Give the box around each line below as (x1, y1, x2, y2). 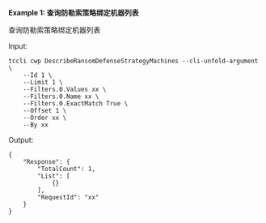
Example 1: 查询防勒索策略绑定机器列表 (8, 8, 139, 17)
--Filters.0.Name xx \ (23, 92, 99, 101)
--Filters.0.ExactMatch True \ (23, 100, 129, 108)
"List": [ (37, 172, 70, 180)
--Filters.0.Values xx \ (23, 85, 107, 93)
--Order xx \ (23, 114, 67, 122)
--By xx (23, 121, 49, 129)
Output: (8, 135, 34, 144)
